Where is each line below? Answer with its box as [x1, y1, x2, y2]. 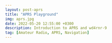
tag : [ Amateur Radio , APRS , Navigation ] [5, 30, 90, 35]
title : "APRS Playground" [5, 12, 58, 17]
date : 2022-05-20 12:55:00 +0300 [5, 21, 74, 26]
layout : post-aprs [5, 7, 43, 12]
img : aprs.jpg [5, 16, 35, 21]
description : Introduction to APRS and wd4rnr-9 [5, 26, 107, 31]
